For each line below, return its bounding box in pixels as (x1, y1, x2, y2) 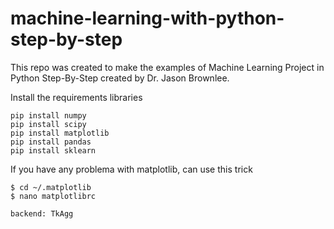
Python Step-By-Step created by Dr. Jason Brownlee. (10, 72, 230, 84)
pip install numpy (10, 110, 87, 121)
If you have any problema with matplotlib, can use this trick (10, 163, 253, 175)
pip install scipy (10, 119, 87, 129)
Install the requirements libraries (10, 91, 143, 103)
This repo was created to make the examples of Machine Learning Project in (10, 61, 325, 73)
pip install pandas (10, 137, 92, 147)
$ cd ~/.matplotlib (10, 182, 92, 192)
